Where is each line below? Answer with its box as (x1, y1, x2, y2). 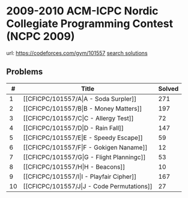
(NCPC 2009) (6, 30, 75, 43)
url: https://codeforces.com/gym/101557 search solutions (6, 49, 148, 56)
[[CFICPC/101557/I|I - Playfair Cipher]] (23, 172, 137, 181)
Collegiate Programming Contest (6, 17, 173, 31)
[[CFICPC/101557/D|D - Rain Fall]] (23, 124, 124, 132)
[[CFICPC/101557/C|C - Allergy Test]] (23, 114, 134, 122)
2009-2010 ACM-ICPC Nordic (6, 4, 159, 18)
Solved (158, 84, 179, 93)
